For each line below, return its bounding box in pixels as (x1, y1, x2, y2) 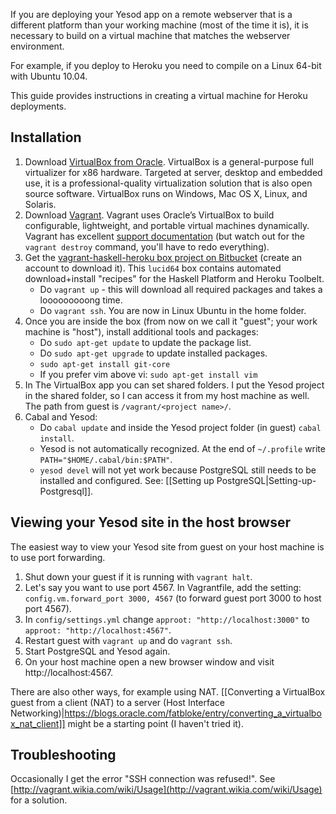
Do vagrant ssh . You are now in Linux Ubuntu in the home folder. (39, 304, 307, 316)
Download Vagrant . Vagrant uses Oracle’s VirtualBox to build (24, 209, 275, 221)
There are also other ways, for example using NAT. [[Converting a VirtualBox (10, 685, 326, 698)
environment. (10, 40, 65, 52)
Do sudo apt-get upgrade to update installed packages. (39, 347, 268, 359)
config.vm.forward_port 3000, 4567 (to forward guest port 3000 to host (24, 592, 322, 604)
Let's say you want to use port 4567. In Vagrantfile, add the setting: (24, 581, 302, 593)
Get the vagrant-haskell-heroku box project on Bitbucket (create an (24, 251, 303, 263)
